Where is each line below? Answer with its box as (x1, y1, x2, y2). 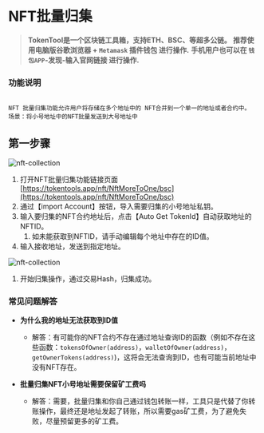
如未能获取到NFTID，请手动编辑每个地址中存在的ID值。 (31, 232, 214, 241)
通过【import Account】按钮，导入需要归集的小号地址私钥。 (19, 201, 218, 212)
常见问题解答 (8, 296, 58, 307)
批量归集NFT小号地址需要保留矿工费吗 (19, 379, 147, 389)
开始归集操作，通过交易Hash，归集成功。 (19, 274, 156, 284)
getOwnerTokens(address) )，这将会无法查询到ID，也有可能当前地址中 (31, 352, 257, 362)
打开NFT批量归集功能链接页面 (19, 175, 118, 185)
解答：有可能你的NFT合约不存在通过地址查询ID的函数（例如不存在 (31, 332, 249, 342)
